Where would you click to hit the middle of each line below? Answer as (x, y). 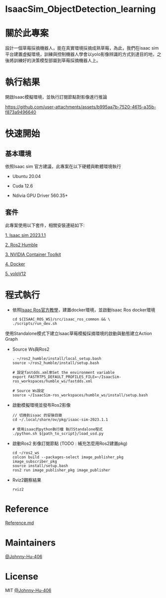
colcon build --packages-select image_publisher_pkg (68, 457)
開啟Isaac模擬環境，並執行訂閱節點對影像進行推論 (56, 97)
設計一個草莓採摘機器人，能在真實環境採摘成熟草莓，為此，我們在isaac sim (82, 48)
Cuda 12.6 (23, 186)
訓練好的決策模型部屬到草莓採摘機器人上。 (57, 60)
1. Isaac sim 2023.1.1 (26, 235)
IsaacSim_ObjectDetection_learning (81, 9)
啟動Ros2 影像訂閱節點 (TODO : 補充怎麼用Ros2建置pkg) (70, 443)
